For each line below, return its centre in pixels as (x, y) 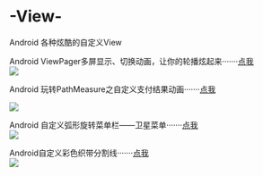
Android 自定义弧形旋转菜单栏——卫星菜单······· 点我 (104, 125)
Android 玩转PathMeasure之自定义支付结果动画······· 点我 (113, 89)
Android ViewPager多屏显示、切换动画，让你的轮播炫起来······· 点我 (131, 61)
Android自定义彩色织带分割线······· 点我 (79, 153)
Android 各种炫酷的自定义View (66, 42)
